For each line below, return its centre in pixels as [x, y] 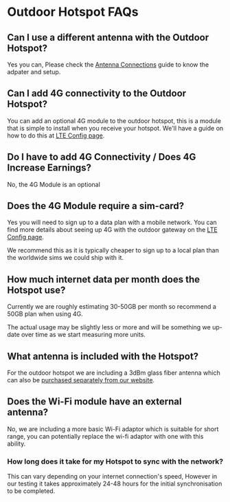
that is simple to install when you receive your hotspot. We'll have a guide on [115, 128]
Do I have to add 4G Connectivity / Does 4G [102, 157]
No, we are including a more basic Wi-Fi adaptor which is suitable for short [113, 429]
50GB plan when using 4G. [45, 314]
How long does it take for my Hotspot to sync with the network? [115, 461]
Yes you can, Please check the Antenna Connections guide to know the [108, 65]
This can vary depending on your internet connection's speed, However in [112, 477]
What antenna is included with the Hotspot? [103, 356]
